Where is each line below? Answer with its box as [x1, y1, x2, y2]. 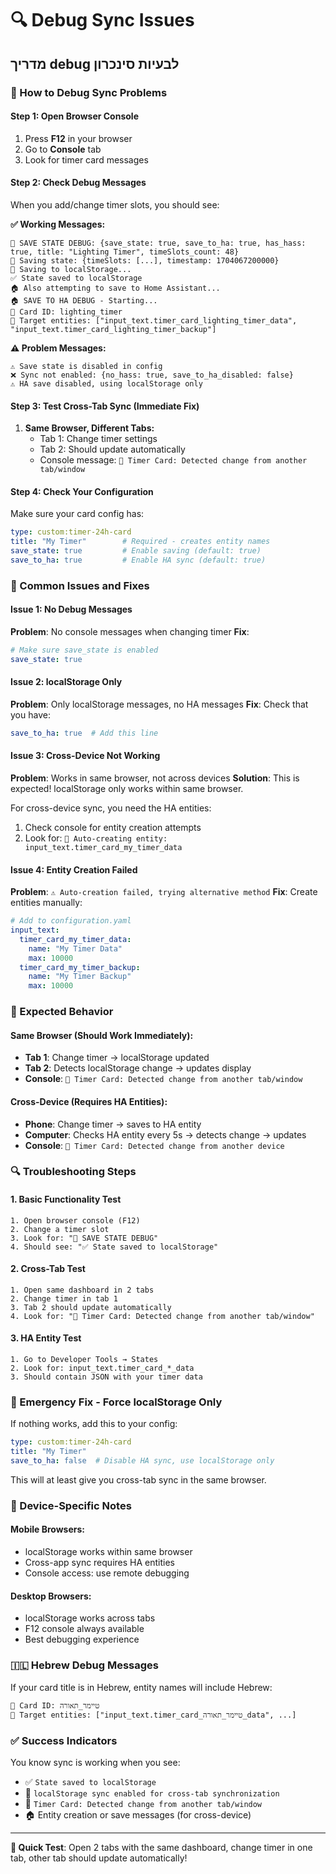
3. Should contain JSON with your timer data [10, 1372, 203, 1382]
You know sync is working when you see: [10, 1756, 181, 1768]
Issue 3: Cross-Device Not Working [10, 750, 161, 762]
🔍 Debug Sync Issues [10, 9, 195, 32]
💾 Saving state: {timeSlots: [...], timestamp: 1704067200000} [10, 255, 280, 266]
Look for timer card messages [24, 153, 149, 166]
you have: [10, 708, 51, 721]
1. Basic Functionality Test [10, 1193, 122, 1206]
